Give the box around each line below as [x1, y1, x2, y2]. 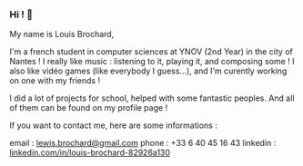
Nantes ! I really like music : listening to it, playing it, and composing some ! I [9, 56, 295, 67]
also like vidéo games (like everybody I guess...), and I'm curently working [9, 65, 288, 76]
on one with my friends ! [9, 75, 101, 86]
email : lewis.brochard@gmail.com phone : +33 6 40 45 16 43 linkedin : [9, 138, 277, 149]
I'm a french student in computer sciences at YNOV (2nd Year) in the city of [9, 46, 293, 57]
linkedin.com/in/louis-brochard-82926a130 [9, 147, 171, 158]
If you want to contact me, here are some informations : [9, 120, 218, 131]
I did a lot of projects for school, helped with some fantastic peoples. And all [9, 93, 295, 103]
